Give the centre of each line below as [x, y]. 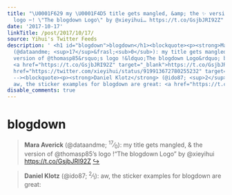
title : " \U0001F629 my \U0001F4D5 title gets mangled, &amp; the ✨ [107, 13]
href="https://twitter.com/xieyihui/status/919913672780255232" [108, 71]
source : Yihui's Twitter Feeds [52, 39]
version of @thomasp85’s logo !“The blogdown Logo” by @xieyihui [119, 154]
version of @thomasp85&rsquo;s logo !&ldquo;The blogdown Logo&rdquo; [117, 59]
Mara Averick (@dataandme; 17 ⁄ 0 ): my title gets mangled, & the [113, 145]
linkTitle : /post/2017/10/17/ [51, 33]
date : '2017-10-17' [35, 26]
